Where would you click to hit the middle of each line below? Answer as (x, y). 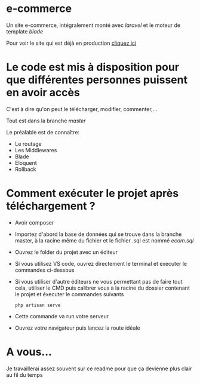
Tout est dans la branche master (46, 121)
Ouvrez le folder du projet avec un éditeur (66, 252)
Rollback (26, 169)
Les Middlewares (36, 150)
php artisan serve (38, 305)
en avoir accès (43, 93)
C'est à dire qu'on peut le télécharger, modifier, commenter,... (82, 109)
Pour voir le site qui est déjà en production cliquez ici (71, 43)
